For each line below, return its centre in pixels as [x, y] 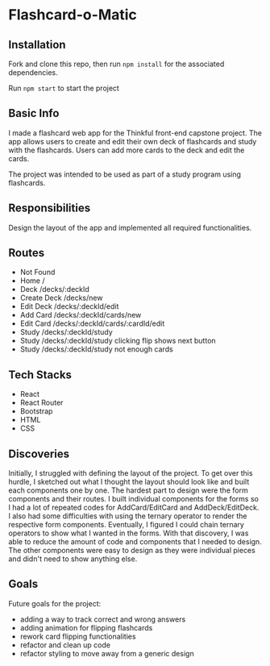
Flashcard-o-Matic [73, 15]
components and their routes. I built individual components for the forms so [134, 499]
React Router [42, 403]
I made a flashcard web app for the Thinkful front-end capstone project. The [135, 133]
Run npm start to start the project [64, 88]
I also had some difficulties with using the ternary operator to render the [128, 516]
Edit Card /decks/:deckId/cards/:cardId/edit [92, 323]
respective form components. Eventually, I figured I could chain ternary [126, 525]
